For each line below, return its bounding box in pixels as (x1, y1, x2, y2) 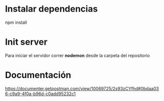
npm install (5, 19, 27, 25)
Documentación (5, 69, 72, 81)
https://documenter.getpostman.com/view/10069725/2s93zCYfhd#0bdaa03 (5, 85, 159, 91)
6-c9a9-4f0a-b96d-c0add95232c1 (5, 91, 76, 97)
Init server (5, 36, 48, 48)
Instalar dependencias (5, 3, 98, 15)
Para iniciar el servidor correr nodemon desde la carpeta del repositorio (5, 52, 150, 58)
